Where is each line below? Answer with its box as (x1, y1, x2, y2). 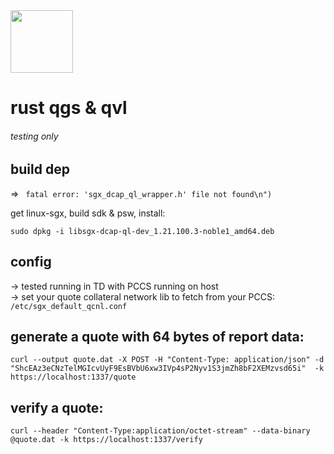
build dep (10, 161, 70, 178)
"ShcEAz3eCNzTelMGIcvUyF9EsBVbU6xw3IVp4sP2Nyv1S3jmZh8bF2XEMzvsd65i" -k (10, 364, 325, 374)
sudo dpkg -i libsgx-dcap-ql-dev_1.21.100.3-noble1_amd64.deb (10, 226, 275, 236)
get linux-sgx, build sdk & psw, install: (10, 207, 166, 219)
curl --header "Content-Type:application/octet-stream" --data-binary (10, 426, 311, 436)
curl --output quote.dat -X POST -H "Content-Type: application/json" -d (10, 355, 325, 365)
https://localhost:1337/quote (10, 372, 137, 383)
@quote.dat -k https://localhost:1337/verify (10, 435, 203, 445)
